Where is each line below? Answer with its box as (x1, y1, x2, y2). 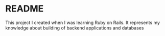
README (5, 3, 44, 14)
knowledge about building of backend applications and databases (5, 24, 144, 30)
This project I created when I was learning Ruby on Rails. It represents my (5, 19, 160, 25)
